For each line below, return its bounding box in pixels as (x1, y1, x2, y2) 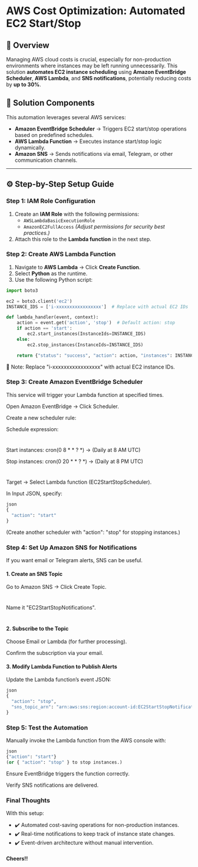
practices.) (23, 229, 50, 236)
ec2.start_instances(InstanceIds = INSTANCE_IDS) (27, 331, 146, 337)
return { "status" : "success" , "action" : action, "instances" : (16, 353, 173, 358)
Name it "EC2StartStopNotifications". (6, 604, 96, 611)
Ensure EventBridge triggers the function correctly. (6, 770, 130, 777)
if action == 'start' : (16, 325, 72, 331)
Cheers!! (6, 855, 28, 862)
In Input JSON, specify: (6, 490, 63, 497)
